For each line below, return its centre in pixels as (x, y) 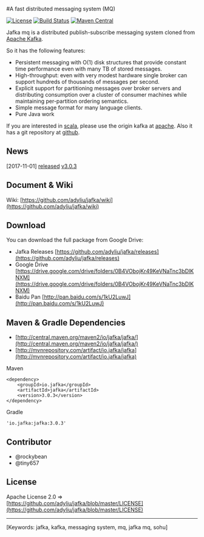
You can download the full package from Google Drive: (75, 240)
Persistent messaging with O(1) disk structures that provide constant (100, 62)
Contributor (29, 442)
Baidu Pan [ (29, 297)
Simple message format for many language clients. (79, 108)
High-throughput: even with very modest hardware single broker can (101, 75)
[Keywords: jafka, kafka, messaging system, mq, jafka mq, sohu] (87, 527)
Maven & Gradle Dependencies (66, 323)
